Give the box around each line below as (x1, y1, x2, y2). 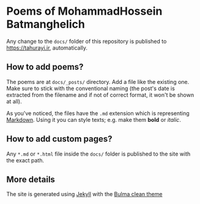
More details (6, 174, 55, 184)
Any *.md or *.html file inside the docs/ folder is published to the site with (6, 150, 191, 157)
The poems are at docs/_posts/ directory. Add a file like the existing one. (6, 78, 190, 85)
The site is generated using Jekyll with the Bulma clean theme (6, 191, 163, 198)
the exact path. (6, 156, 45, 164)
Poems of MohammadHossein (6, 4, 163, 18)
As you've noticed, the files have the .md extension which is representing (6, 109, 190, 117)
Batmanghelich (6, 17, 86, 31)
